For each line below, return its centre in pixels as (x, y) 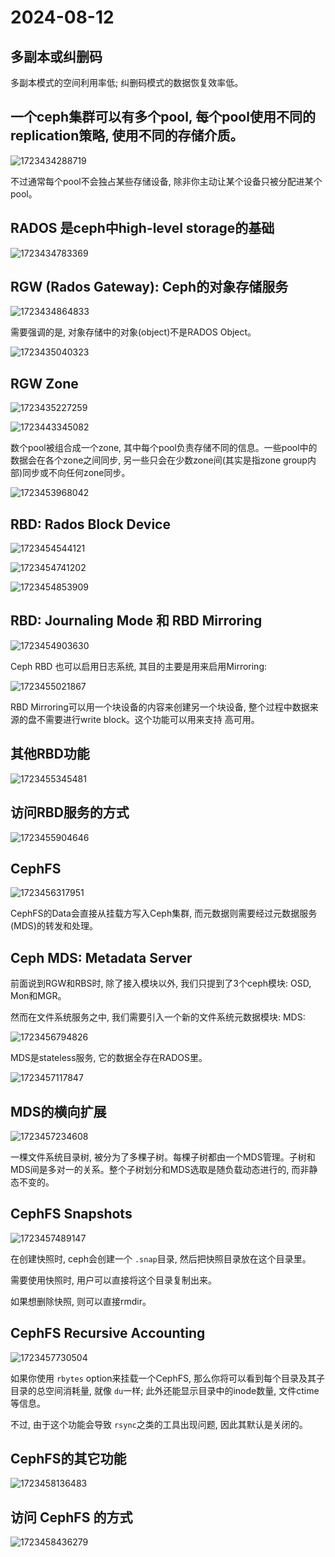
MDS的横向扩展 (58, 1111)
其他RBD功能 (50, 754)
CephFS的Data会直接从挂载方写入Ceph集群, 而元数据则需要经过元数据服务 (164, 913)
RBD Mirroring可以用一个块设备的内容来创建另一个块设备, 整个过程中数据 (160, 707)
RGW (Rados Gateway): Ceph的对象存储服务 (149, 287)
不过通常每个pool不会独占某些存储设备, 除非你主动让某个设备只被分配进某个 (166, 181)
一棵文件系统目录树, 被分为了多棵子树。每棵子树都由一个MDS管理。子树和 (163, 1157)
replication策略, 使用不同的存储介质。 (127, 136)
